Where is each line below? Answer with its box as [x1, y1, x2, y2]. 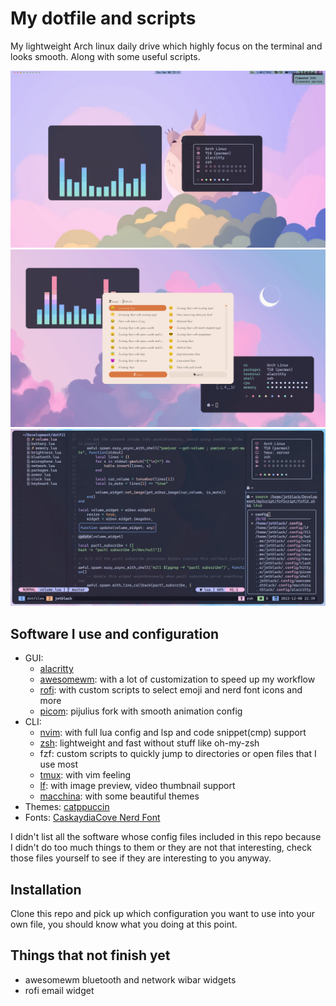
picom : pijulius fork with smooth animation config [39, 705, 243, 717]
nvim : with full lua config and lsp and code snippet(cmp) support [39, 727, 307, 739]
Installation [10, 881, 82, 898]
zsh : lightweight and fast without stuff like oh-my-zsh [39, 737, 260, 749]
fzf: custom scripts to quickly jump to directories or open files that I [39, 748, 317, 760]
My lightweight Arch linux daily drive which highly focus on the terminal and [10, 40, 323, 52]
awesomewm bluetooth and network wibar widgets [24, 973, 237, 986]
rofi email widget [24, 984, 95, 996]
